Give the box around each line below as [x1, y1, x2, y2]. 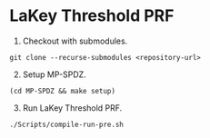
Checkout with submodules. [22, 35, 128, 46]
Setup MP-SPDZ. [22, 69, 86, 80]
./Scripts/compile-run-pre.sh [9, 120, 125, 129]
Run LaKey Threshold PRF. [22, 102, 123, 113]
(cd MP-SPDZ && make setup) [9, 86, 116, 95]
